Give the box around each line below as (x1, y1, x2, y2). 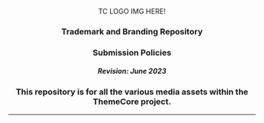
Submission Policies (93, 47, 171, 58)
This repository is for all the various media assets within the (15, 86, 249, 97)
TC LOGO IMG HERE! (97, 7, 167, 16)
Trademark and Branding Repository (61, 26, 203, 37)
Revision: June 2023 (97, 67, 167, 76)
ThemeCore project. (93, 96, 171, 107)
